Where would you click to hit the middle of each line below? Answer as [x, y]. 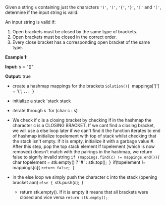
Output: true [18, 76]
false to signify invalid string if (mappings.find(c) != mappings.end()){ [86, 157]
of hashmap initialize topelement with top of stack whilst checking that [84, 136]
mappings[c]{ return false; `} [44, 168]
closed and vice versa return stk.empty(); [64, 197]
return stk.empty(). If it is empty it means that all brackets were [84, 192]
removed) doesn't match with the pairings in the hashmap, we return [82, 152]
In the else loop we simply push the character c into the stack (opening [85, 177]
